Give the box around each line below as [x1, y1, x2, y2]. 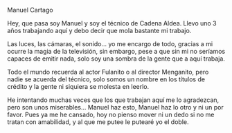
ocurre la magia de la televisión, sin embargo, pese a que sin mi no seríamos [7, 48, 226, 55]
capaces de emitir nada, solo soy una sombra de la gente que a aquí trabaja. [7, 54, 225, 63]
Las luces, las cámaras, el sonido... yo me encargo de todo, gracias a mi [7, 40, 213, 48]
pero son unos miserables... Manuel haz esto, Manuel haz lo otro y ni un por [7, 103, 224, 111]
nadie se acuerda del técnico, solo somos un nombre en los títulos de [7, 75, 206, 83]
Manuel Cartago [7, 6, 53, 14]
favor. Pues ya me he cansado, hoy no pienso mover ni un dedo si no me [7, 110, 215, 119]
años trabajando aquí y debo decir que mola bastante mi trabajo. [7, 27, 192, 34]
